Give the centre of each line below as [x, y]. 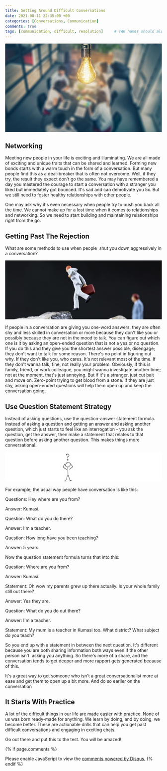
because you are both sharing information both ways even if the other [77, 650]
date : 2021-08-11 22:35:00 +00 [38, 16]
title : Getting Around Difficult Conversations [55, 10]
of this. [12, 666]
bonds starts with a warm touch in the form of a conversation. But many [79, 168]
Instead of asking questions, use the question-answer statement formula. [80, 419]
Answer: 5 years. [22, 547]
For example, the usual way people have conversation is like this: [72, 489]
